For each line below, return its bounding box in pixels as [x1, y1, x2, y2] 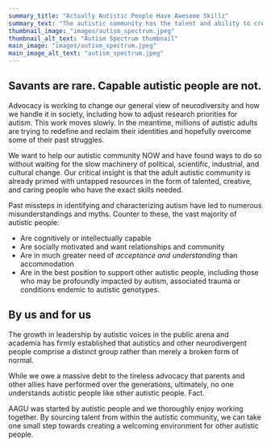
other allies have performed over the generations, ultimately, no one [8, 379, 234, 389]
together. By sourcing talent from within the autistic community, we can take [8, 412, 262, 422]
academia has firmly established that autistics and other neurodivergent [8, 338, 248, 348]
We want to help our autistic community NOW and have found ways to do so [8, 150, 262, 160]
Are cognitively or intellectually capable [19, 233, 152, 243]
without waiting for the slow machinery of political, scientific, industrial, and [8, 159, 260, 169]
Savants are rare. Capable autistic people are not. [8, 79, 262, 93]
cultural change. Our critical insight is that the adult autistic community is [8, 167, 251, 178]
